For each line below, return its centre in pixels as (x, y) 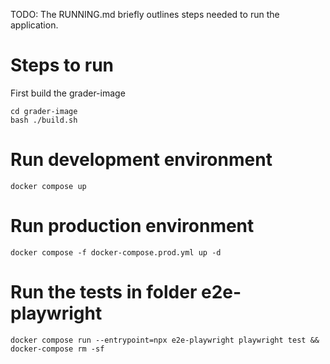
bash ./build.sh (44, 120)
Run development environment (141, 160)
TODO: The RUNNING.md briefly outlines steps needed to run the (145, 14)
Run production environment (132, 226)
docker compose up (48, 186)
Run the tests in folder (104, 292)
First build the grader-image (68, 93)
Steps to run (62, 65)
